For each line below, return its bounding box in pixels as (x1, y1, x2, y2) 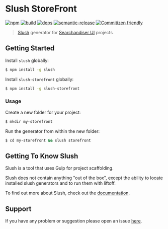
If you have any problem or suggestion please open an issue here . (5, 218, 142, 224)
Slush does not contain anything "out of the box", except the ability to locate (5, 175, 163, 181)
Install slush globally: (5, 57, 49, 63)
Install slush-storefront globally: (5, 76, 74, 82)
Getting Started (5, 44, 55, 53)
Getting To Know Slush (5, 151, 78, 160)
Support (5, 204, 32, 213)
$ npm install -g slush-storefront (5, 86, 80, 91)
